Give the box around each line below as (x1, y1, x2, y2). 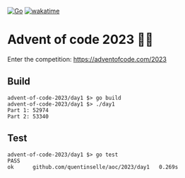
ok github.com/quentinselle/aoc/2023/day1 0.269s (7, 163, 179, 170)
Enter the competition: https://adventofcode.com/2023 (7, 55, 167, 63)
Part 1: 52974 (7, 106, 49, 113)
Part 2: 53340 (7, 113, 49, 120)
